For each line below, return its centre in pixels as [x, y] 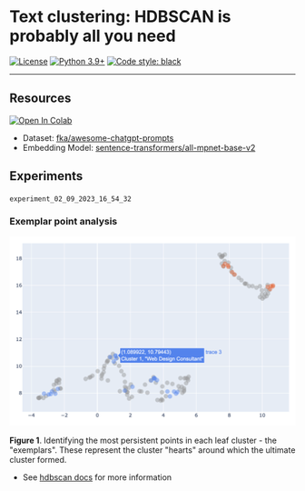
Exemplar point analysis [64, 222]
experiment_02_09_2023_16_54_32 [70, 199]
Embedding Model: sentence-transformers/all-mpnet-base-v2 [139, 147]
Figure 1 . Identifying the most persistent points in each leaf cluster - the [143, 441]
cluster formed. [38, 460]
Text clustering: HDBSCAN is [120, 17]
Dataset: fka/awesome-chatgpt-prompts [98, 137]
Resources [40, 99]
